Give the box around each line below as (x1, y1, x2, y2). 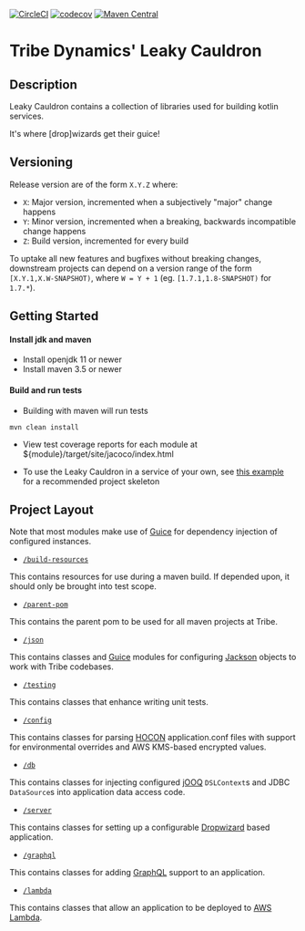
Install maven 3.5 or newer (22, 364, 123, 375)
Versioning (9, 155, 73, 171)
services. (9, 110, 44, 121)
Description (9, 77, 77, 92)
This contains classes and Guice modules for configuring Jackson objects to (9, 652, 297, 663)
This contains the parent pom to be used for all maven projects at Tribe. (9, 616, 279, 627)
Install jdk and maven (9, 334, 92, 345)
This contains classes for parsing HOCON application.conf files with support (9, 732, 296, 743)
